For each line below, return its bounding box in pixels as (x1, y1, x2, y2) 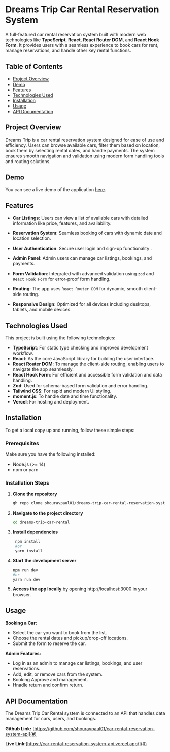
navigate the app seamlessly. (12, 366, 74, 372)
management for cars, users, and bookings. (5, 716, 97, 722)
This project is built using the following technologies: (5, 335, 116, 341)
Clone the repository (12, 491, 57, 497)
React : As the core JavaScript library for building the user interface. (12, 356, 155, 361)
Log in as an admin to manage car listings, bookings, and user (12, 660, 143, 666)
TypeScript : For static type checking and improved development (12, 345, 148, 351)
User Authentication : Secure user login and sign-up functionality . (12, 246, 152, 252)
